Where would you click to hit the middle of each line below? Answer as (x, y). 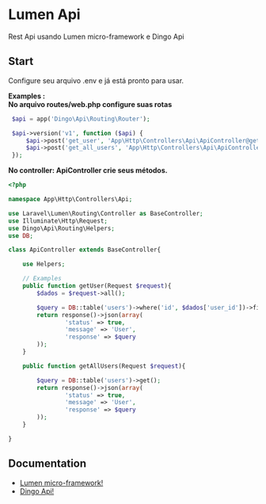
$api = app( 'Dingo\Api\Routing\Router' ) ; (81, 119)
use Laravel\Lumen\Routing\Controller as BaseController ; (106, 213)
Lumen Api (44, 15)
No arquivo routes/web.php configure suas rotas (90, 104)
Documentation (47, 464)
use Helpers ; (44, 264)
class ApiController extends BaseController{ (84, 250)
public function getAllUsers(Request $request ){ (104, 366)
